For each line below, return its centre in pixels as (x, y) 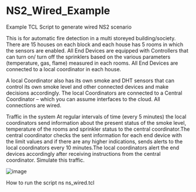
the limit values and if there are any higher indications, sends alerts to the (94, 141)
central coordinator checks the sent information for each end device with (94, 135)
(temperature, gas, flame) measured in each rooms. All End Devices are (92, 63)
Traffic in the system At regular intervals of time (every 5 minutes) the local (96, 116)
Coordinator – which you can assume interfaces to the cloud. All (83, 99)
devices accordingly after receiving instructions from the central (83, 153)
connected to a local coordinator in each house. (64, 69)
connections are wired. (34, 105)
